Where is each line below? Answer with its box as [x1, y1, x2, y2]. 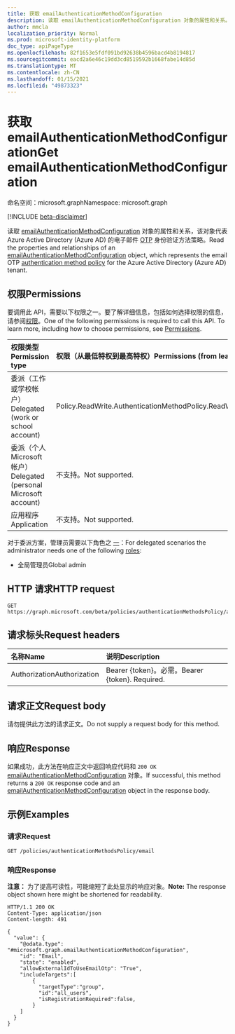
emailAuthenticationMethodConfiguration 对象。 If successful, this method [7, 771, 221, 780]
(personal [10, 480, 43, 489]
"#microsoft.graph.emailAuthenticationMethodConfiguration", [7, 947, 190, 954]
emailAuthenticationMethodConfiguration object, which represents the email [7, 251, 227, 259]
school [10, 421, 34, 431]
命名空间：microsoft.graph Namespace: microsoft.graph [7, 198, 168, 207]
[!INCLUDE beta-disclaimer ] [7, 212, 87, 221]
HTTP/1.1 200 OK [7, 904, 55, 911]
